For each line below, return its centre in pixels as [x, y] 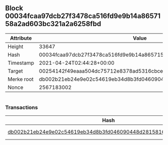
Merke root [21, 79]
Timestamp [21, 63]
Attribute [21, 38]
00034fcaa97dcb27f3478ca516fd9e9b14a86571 [83, 16]
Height [15, 46]
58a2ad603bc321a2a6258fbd [53, 24]
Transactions [22, 107]
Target [15, 71]
